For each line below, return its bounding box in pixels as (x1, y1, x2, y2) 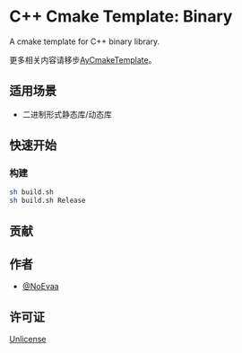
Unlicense (9, 334, 47, 345)
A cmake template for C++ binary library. (9, 36, 160, 47)
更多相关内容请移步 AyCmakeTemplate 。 (9, 54, 157, 65)
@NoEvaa (22, 281, 60, 292)
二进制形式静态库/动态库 (22, 109, 112, 119)
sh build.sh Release (9, 196, 87, 206)
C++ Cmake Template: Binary (9, 6, 233, 27)
